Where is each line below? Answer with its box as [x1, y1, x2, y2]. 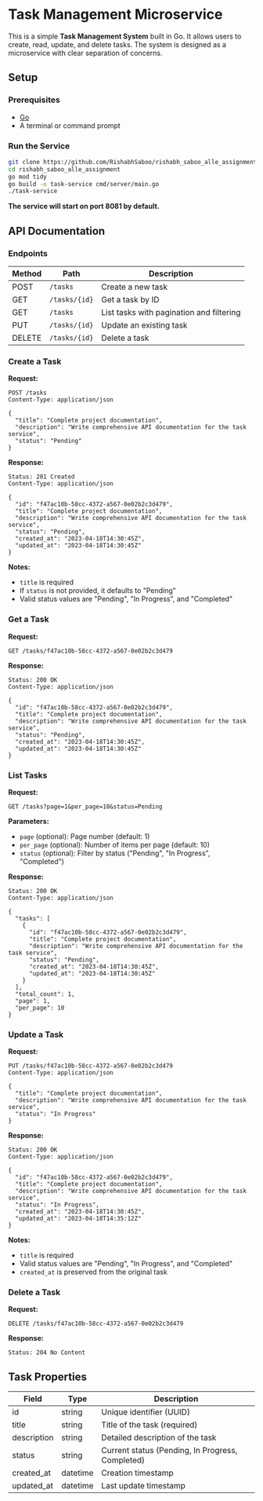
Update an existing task [101, 320, 188, 331]
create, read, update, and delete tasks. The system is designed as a [8, 39, 227, 49]
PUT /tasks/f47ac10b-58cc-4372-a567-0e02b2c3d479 [8, 1062, 174, 1070]
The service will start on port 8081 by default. [8, 202, 160, 211]
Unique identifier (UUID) [101, 1407, 190, 1418]
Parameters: [8, 816, 49, 826]
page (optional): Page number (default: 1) [19, 831, 150, 841]
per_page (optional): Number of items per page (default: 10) [19, 840, 210, 849]
